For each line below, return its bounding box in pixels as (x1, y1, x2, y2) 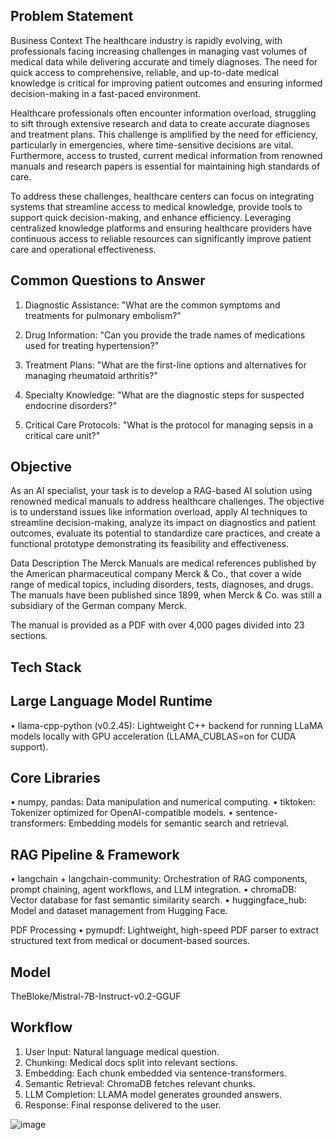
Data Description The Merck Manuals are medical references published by (10, 557, 317, 569)
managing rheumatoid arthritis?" (24, 369, 158, 381)
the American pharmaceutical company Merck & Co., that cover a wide (10, 568, 302, 580)
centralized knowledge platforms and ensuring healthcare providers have (10, 222, 313, 234)
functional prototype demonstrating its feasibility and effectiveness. (10, 538, 289, 550)
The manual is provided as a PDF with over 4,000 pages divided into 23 (10, 619, 305, 631)
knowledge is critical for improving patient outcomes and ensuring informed (10, 77, 323, 89)
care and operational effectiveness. (10, 243, 157, 255)
